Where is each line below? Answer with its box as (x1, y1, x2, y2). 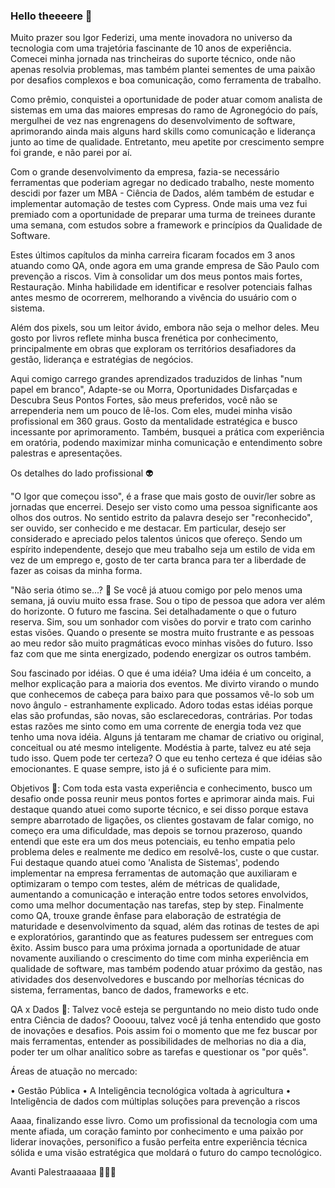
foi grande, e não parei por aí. (10, 147, 133, 159)
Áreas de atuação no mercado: (10, 1065, 138, 1078)
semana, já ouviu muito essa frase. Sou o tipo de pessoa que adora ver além (10, 595, 326, 607)
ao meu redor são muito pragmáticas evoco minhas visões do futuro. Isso (10, 637, 313, 649)
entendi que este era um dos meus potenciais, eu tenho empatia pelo (10, 835, 296, 848)
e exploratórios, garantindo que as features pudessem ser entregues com (10, 931, 314, 943)
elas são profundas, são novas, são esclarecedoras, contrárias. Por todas (10, 710, 313, 722)
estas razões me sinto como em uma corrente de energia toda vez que (10, 720, 302, 733)
